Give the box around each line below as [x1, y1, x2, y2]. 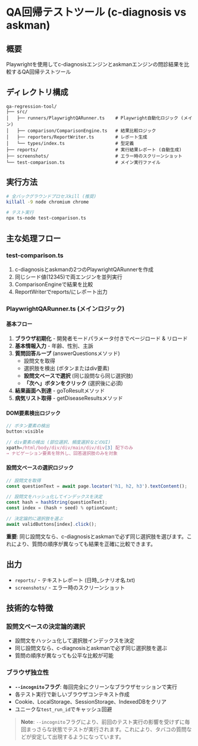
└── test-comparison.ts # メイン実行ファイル [6, 159, 161, 165]
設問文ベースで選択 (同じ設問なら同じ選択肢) [23, 372, 134, 379]
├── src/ [6, 109, 28, 115]
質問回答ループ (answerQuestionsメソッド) [14, 350, 120, 357]
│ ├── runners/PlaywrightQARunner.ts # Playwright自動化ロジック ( [6, 115, 184, 121]
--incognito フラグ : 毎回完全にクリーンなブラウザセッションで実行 [14, 683, 177, 690]
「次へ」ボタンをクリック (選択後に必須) [23, 380, 123, 387]
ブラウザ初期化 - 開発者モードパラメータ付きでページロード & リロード [14, 335, 188, 342]
